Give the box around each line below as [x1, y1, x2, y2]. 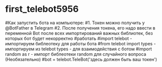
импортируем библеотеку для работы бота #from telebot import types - [5, 40, 156, 46]
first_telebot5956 [5, 3, 79, 15]
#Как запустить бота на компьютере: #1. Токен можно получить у [5, 20, 145, 26]
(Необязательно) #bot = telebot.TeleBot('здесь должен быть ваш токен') [5, 56, 158, 62]
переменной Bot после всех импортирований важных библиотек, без [5, 30, 153, 36]
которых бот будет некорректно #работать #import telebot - [5, 35, 132, 41]
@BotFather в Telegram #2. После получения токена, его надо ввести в [5, 25, 156, 31]
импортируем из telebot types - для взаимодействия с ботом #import [5, 46, 152, 52]
